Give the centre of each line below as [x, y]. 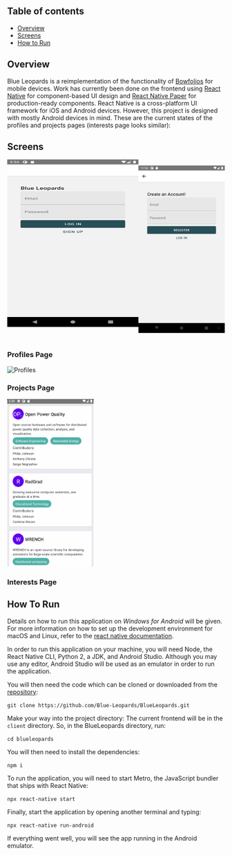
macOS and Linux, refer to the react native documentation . [90, 635]
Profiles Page [30, 355]
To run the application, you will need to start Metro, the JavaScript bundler [113, 778]
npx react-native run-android [51, 825]
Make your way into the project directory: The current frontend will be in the [115, 718]
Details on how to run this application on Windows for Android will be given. [115, 621]
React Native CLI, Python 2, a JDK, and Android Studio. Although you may [112, 656]
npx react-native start [41, 799]
